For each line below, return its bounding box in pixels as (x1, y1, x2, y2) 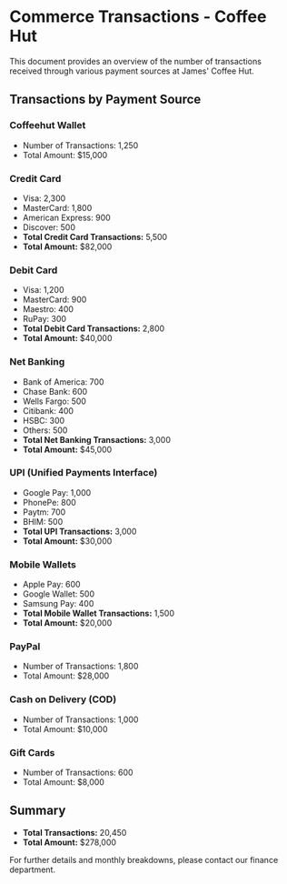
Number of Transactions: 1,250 (22, 139, 139, 151)
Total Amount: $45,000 (22, 444, 113, 455)
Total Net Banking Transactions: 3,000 (22, 434, 171, 445)
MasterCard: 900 (22, 294, 87, 306)
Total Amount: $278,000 (22, 837, 116, 848)
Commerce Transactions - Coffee (9, 6, 267, 27)
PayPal (9, 640, 41, 653)
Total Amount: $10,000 (22, 723, 108, 734)
